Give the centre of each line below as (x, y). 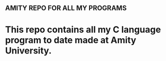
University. (29, 50)
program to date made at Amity (71, 40)
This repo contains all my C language (83, 30)
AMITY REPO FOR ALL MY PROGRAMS (66, 8)
